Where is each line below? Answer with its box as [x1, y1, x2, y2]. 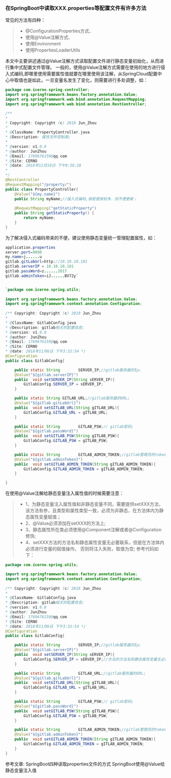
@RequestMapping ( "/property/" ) [5, 182, 72, 187]
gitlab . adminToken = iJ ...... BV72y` [5, 273, 79, 278]
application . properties [5, 245, 56, 250]
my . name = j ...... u [5, 254, 42, 260]
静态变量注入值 [5, 767, 37, 773]
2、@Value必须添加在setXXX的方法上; [25, 520, 106, 527]
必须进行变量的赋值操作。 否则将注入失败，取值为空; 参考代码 [25, 546, 154, 552]
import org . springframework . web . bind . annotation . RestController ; [5, 101, 147, 107]
